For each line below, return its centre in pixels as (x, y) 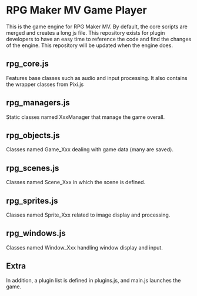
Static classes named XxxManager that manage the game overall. (86, 117)
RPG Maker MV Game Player (76, 10)
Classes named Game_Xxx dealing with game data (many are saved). (90, 149)
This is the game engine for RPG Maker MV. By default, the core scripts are (97, 26)
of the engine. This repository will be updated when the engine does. (90, 45)
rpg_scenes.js (33, 168)
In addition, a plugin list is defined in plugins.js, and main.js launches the (94, 280)
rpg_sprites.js (32, 201)
